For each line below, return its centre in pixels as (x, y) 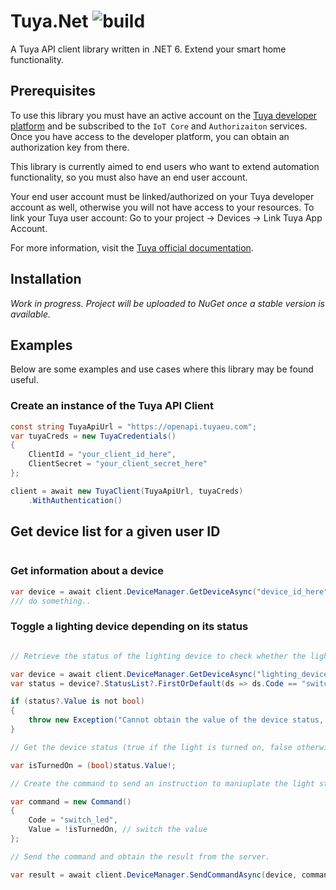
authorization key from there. (70, 147)
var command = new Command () (71, 801)
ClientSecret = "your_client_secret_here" (118, 464)
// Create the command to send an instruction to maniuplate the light (162, 783)
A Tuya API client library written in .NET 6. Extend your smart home (148, 49)
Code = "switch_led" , (73, 820)
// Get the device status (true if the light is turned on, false (151, 747)
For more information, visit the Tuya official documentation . (132, 247)
